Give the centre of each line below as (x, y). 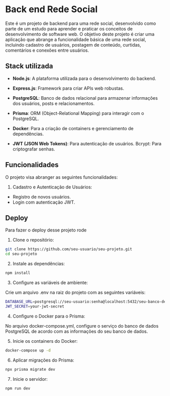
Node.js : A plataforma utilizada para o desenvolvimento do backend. (84, 78)
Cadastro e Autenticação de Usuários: (52, 187)
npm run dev (18, 388)
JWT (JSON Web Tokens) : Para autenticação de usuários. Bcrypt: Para (87, 143)
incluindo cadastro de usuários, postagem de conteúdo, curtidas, (73, 45)
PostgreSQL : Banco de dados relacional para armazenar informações (85, 98)
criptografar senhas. (34, 149)
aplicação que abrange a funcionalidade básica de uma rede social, (76, 39)
